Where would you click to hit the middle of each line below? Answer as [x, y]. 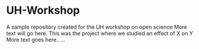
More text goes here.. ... [36, 39]
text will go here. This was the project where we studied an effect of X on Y [100, 33]
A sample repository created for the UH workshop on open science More [97, 27]
